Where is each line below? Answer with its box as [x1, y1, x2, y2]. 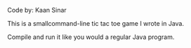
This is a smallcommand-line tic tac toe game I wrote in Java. [7, 19, 185, 27]
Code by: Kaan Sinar [7, 6, 67, 14]
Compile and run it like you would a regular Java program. [7, 33, 175, 41]
